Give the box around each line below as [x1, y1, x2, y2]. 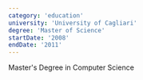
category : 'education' [8, 11, 84, 20]
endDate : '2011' [8, 41, 62, 49]
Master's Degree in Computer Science [8, 63, 134, 72]
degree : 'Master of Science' [8, 26, 105, 34]
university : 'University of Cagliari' [8, 19, 137, 27]
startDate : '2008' [8, 33, 70, 42]
